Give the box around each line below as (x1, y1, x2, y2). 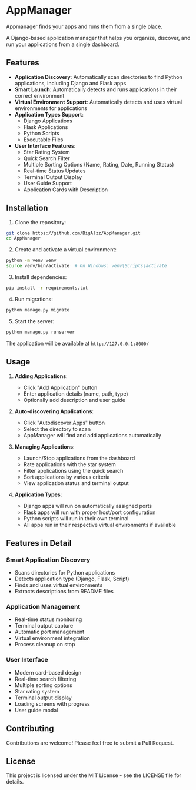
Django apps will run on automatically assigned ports (23, 502, 152, 509)
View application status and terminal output (23, 479, 129, 486)
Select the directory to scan (23, 425, 91, 433)
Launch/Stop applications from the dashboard (23, 454, 135, 462)
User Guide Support (23, 180, 72, 187)
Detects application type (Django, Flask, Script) (14, 575, 129, 583)
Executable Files (23, 136, 64, 143)
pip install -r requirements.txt (6, 285, 88, 291)
